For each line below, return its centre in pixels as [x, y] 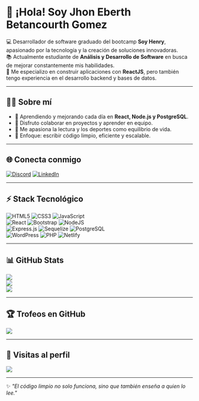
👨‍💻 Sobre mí [29, 102]
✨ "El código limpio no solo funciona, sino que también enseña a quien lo [96, 386]
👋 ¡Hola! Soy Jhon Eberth [69, 12]
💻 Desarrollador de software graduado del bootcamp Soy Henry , [86, 42]
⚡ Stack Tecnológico [45, 199]
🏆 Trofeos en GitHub [46, 314]
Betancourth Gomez [57, 25]
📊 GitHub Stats [35, 260]
